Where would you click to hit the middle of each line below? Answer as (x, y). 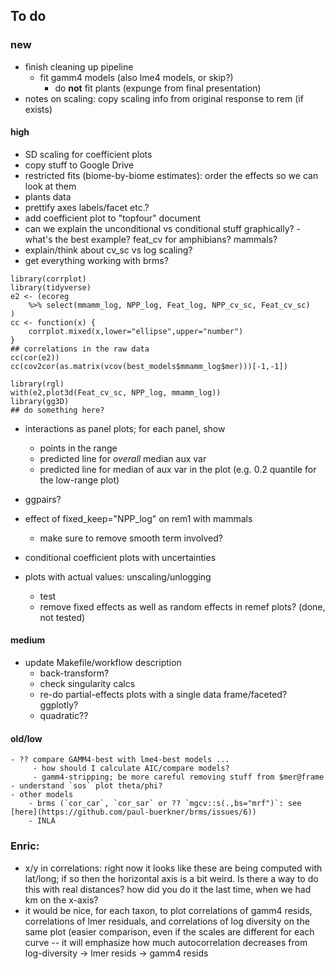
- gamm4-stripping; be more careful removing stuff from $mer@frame (178, 777)
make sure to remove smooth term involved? (131, 538)
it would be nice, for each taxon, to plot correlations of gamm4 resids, (168, 910)
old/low (26, 738)
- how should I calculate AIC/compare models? (131, 769)
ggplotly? (59, 705)
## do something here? (57, 410)
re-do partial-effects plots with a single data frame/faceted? (163, 695)
